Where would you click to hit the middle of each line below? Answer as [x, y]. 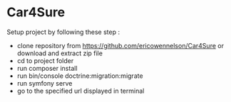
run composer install [47, 68]
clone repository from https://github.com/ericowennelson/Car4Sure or [120, 45]
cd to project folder [45, 60]
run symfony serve [45, 83]
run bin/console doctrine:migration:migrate [80, 76]
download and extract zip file [60, 53]
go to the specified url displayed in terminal [81, 91]
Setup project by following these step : [63, 32]
